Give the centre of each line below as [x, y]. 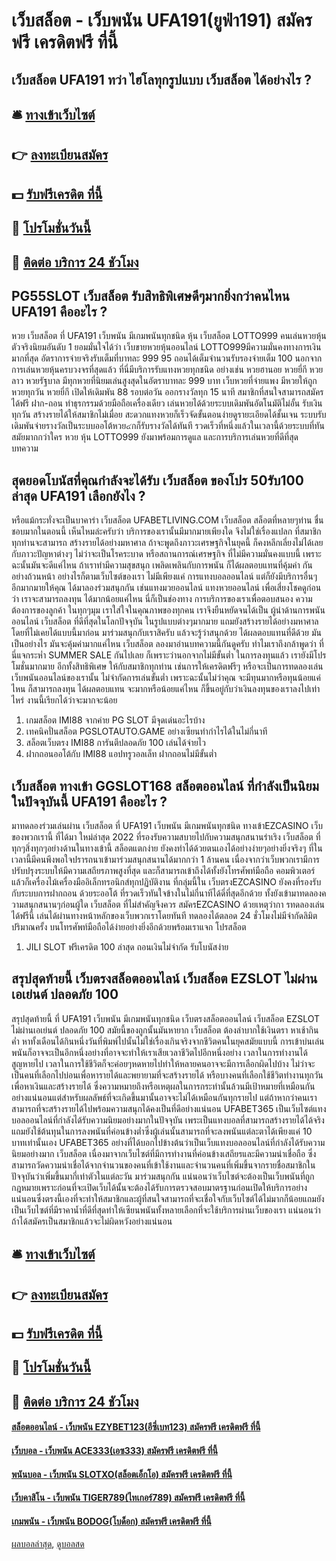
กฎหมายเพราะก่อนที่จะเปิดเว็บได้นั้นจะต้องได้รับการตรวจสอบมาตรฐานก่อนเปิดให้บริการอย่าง [159, 1187]
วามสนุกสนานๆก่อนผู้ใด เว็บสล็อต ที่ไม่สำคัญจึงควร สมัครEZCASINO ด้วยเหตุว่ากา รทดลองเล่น [168, 904]
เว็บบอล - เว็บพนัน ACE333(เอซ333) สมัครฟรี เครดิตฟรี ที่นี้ [115, 1450]
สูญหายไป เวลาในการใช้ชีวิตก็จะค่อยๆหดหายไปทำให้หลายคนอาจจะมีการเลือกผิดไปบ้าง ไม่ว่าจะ [163, 1063]
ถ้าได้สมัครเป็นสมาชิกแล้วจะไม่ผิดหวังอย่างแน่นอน [92, 1221]
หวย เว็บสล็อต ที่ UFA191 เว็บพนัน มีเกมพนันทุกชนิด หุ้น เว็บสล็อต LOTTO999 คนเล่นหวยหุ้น [169, 336]
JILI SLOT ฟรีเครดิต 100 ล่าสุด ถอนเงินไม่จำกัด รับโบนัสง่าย [127, 946]
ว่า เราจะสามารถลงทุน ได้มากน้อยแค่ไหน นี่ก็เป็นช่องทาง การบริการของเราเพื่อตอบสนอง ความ [162, 599]
